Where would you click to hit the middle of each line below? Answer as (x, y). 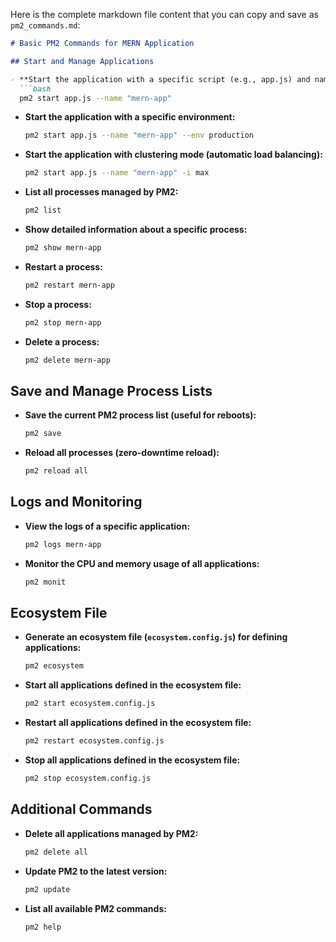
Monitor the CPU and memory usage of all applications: (142, 563)
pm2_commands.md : (45, 25)
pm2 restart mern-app (69, 285)
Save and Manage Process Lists (111, 390)
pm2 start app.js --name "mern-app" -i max (117, 173)
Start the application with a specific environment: (130, 117)
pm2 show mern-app (63, 248)
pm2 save (43, 434)
